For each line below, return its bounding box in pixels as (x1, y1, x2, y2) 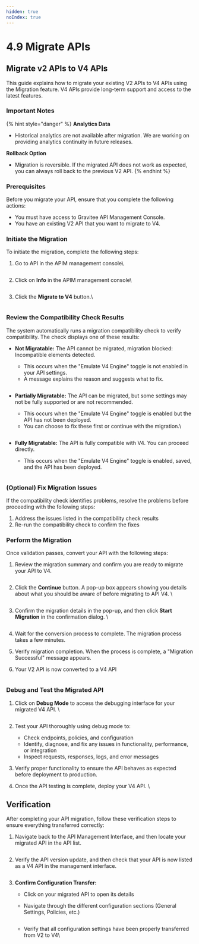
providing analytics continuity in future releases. (14, 138, 133, 145)
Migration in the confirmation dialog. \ (14, 613, 109, 620)
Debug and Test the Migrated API (6, 686, 104, 694)
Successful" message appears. (14, 654, 91, 661)
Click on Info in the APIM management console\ (14, 277, 132, 284)
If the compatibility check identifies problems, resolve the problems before (6, 497, 189, 504)
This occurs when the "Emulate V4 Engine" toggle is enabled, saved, (23, 457, 192, 464)
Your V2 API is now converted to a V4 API (14, 666, 117, 673)
